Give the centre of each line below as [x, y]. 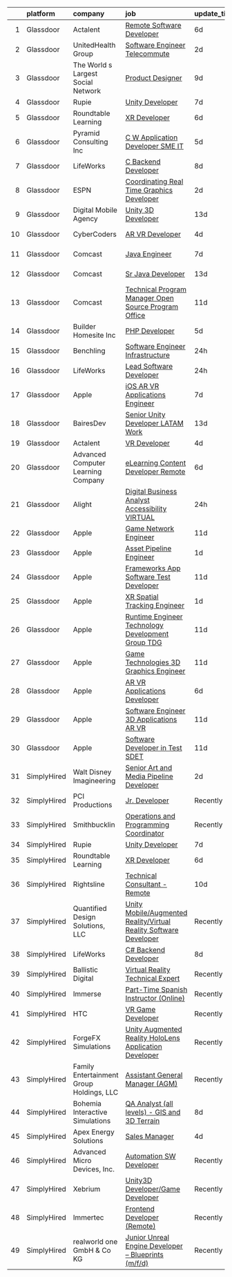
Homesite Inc [94, 335]
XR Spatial [142, 597]
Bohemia [87, 1103]
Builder [85, 326]
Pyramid [86, 133]
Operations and [151, 816]
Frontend [140, 1209]
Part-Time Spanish [156, 989]
